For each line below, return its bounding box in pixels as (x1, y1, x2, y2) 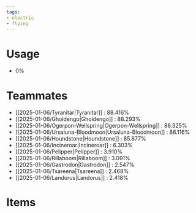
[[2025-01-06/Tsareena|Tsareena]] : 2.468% (15, 168, 129, 175)
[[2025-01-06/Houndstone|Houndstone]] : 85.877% (15, 135, 146, 142)
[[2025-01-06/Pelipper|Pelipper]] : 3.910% (15, 148, 123, 155)
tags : (6, 9, 20, 15)
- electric (6, 15, 34, 21)
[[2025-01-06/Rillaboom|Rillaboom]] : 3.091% (15, 155, 130, 162)
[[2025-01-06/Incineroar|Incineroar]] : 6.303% (15, 142, 134, 149)
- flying (6, 20, 29, 26)
